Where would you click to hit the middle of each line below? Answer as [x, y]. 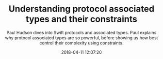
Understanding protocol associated [81, 9]
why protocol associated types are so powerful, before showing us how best [81, 38]
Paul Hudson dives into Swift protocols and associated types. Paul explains [81, 32]
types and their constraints [81, 19]
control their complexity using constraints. [81, 43]
